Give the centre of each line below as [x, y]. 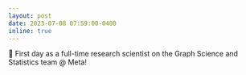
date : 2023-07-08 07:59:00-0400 [62, 23]
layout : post [30, 16]
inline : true [30, 31]
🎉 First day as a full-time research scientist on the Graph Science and [123, 54]
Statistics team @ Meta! [47, 62]
